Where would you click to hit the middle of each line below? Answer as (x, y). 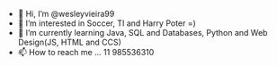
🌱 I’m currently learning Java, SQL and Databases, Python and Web (143, 33)
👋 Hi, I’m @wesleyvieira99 (66, 14)
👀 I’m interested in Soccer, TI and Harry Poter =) (107, 23)
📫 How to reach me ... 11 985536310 (86, 52)
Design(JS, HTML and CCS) (69, 42)
